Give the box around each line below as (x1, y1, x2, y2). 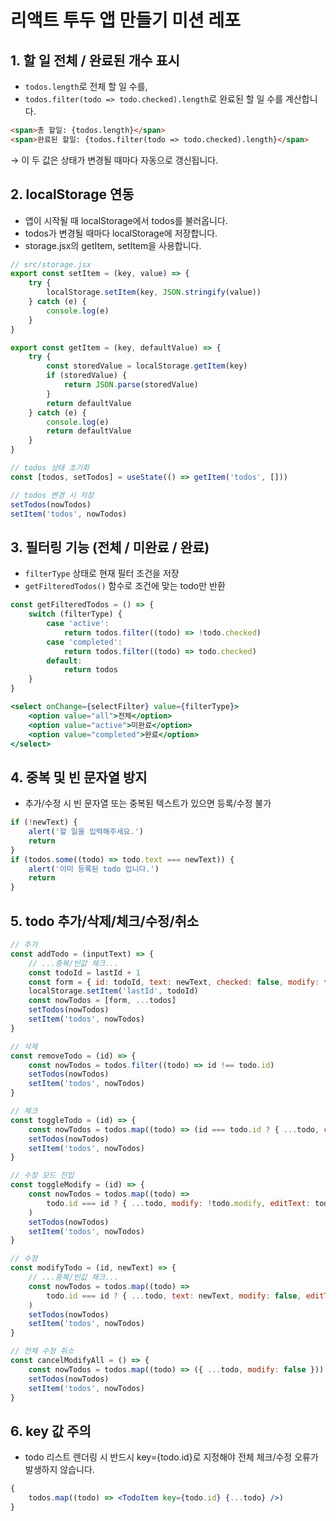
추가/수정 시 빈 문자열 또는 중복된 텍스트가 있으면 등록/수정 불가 (24, 797, 272, 810)
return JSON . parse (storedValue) (63, 380, 199, 390)
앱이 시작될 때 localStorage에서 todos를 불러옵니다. (24, 214, 228, 226)
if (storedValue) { (46, 371, 128, 381)
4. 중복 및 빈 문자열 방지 (10, 769, 148, 786)
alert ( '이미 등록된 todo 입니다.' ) (28, 864, 160, 874)
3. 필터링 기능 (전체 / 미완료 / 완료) (10, 539, 210, 556)
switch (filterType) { (28, 609, 123, 620)
